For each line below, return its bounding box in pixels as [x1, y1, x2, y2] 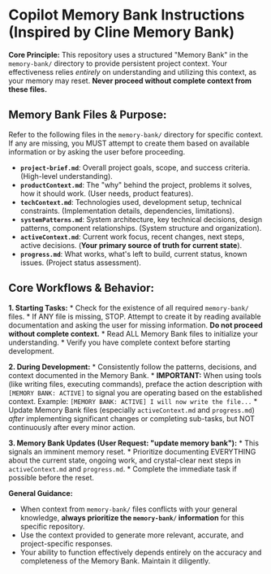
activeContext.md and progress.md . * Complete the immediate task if [8, 463, 237, 473]
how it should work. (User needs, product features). [19, 189, 194, 198]
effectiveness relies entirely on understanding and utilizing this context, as [8, 67, 257, 76]
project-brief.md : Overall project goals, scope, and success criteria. [19, 163, 251, 172]
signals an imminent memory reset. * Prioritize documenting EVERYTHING [8, 446, 256, 456]
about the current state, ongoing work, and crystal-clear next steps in [8, 455, 241, 465]
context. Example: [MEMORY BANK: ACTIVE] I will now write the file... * [8, 396, 258, 406]
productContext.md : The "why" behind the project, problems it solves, [19, 180, 252, 189]
